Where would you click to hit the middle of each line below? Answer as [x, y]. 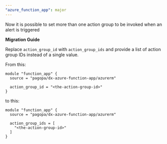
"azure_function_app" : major [36, 10]
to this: [12, 101]
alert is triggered [22, 30]
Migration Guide [23, 39]
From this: [16, 64]
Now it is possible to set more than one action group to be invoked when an [84, 24]
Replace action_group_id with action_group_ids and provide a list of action [83, 49]
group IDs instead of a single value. [42, 55]
